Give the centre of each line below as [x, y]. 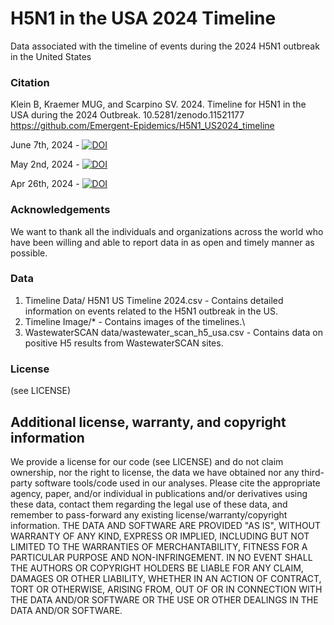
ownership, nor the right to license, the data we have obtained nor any [155, 472]
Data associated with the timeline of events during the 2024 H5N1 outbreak [165, 46]
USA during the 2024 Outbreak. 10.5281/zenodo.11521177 [127, 115]
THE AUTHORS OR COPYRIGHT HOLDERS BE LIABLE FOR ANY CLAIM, [157, 568]
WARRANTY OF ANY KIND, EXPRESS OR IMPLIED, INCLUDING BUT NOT [160, 536]
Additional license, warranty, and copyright [148, 422]
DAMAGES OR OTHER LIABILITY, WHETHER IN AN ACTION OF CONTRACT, [166, 578]
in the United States [51, 56]
